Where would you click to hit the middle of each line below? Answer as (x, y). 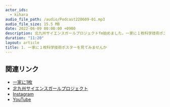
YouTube (22, 99)
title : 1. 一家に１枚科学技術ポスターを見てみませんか (56, 47)
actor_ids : (17, 10)
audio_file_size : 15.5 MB (32, 24)
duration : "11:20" (25, 38)
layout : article (22, 43)
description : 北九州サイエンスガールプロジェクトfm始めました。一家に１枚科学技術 (82, 33)
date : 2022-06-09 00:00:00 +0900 (40, 29)
